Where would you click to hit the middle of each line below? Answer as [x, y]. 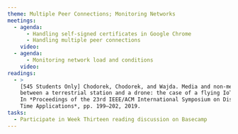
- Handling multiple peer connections [83, 40]
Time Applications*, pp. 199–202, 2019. [80, 106]
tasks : [17, 113]
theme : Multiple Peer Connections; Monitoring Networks [91, 14]
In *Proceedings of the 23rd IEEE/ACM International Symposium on [120, 100]
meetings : [22, 21]
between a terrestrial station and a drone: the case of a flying [120, 93]
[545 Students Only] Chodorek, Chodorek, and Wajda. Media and [115, 86]
